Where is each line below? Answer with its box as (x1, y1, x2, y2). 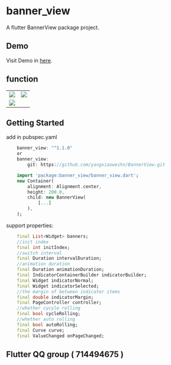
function (6, 74, 38, 84)
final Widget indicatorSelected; (17, 283, 99, 289)
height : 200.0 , (27, 189, 65, 195)
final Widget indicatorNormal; (17, 278, 94, 284)
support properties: (6, 222, 53, 229)
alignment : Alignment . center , (27, 183, 102, 190)
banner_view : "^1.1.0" (17, 145, 73, 151)
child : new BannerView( (27, 194, 86, 200)
